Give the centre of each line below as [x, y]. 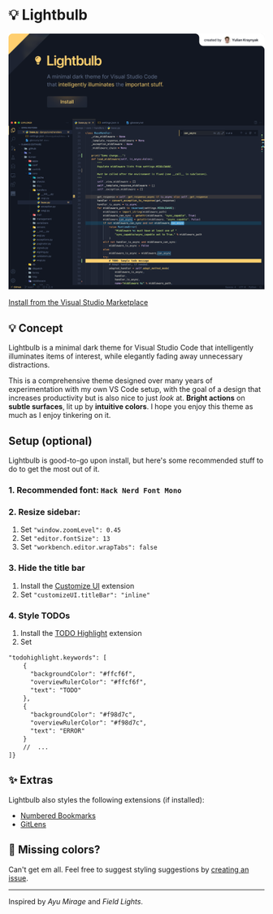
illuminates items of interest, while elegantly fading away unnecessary [126, 356]
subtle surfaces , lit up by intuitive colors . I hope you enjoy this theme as [131, 407]
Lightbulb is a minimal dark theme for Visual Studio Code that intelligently [131, 348]
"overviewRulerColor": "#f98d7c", [89, 722]
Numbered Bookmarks [58, 816]
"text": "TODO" [56, 690]
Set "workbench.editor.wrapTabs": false [89, 547]
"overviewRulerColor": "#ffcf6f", [89, 682]
